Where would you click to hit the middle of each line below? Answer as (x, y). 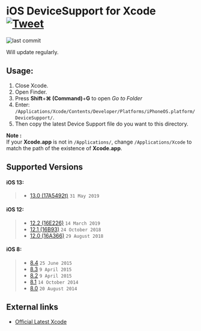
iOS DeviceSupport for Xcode (81, 11)
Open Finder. (31, 92)
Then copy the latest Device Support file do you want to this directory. (102, 124)
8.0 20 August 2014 (53, 288)
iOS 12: (15, 209)
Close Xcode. (31, 85)
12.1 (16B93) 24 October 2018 (65, 229)
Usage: (20, 71)
